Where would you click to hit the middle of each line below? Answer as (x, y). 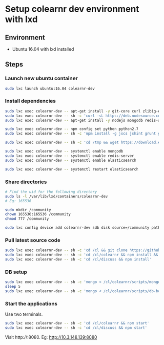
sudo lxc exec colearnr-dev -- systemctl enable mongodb (64, 151)
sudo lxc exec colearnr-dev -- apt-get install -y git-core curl (73, 111)
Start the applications (31, 303)
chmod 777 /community (27, 219)
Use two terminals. (24, 314)
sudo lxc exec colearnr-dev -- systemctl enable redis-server (70, 156)
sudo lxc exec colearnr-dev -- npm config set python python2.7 (72, 129)
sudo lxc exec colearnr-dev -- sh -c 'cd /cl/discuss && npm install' (78, 259)
